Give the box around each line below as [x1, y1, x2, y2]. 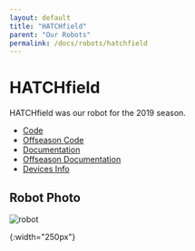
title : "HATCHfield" [9, 22, 88, 31]
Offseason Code [22, 135, 84, 146]
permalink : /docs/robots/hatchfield [9, 38, 148, 48]
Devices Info [22, 164, 70, 175]
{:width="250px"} [9, 232, 76, 242]
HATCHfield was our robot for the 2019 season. [9, 108, 186, 119]
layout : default [9, 13, 71, 23]
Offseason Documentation [22, 154, 122, 165]
